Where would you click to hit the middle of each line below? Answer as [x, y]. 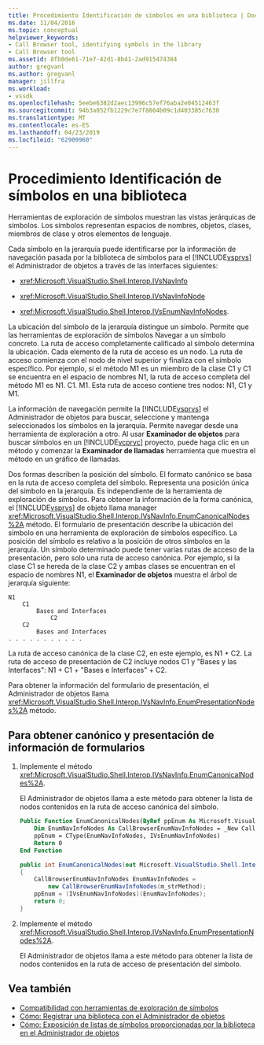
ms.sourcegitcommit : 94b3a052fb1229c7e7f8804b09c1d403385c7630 [114, 111]
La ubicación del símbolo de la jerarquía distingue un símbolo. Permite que [128, 327]
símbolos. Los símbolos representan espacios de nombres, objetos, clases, [130, 226]
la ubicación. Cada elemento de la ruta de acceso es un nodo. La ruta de [126, 352]
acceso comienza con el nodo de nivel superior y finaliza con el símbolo [125, 360]
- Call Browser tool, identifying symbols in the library [105, 45]
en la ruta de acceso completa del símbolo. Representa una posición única [129, 483]
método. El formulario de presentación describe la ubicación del [129, 525]
